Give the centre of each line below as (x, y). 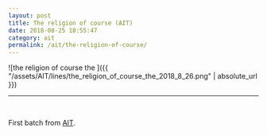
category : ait (32, 38)
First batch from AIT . (42, 123)
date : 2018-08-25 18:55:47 (53, 30)
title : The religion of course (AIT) (71, 23)
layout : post (30, 15)
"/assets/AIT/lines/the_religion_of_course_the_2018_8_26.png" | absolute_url (133, 76)
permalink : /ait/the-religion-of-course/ (78, 45)
